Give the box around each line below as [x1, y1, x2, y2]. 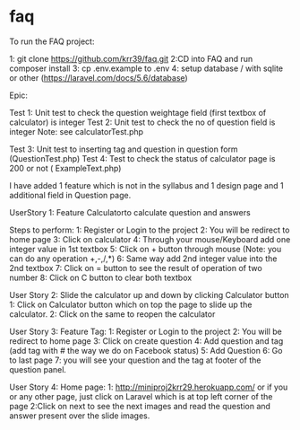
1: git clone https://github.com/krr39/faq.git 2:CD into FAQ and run [9, 53, 253, 64]
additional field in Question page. [9, 189, 132, 200]
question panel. [9, 364, 67, 374]
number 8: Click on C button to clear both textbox [9, 272, 193, 283]
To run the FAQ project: [9, 36, 95, 47]
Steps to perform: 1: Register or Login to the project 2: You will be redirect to [9, 224, 290, 235]
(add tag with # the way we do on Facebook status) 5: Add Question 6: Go [9, 345, 283, 355]
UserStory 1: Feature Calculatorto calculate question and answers [9, 206, 251, 217]
